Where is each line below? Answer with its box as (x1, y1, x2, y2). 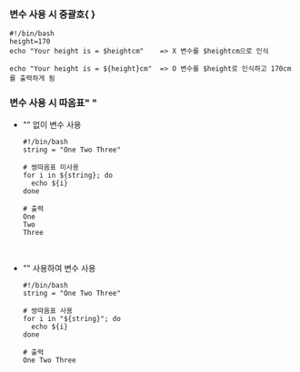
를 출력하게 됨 (9, 74, 55, 83)
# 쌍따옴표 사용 (22, 306, 73, 315)
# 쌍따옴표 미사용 (22, 162, 79, 171)
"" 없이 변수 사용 (22, 119, 82, 130)
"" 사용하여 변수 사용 (22, 262, 96, 273)
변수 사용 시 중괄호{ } (9, 7, 96, 20)
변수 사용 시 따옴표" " (9, 97, 97, 110)
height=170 (9, 37, 51, 46)
